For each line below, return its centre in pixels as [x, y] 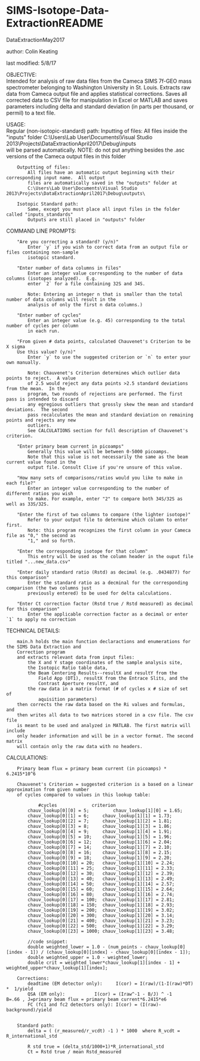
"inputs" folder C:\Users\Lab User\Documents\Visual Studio [79, 137]
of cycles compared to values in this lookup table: [84, 795]
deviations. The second [37, 409]
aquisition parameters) [67, 699]
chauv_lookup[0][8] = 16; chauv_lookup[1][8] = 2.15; [100, 852]
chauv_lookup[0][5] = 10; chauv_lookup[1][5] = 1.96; [100, 837]
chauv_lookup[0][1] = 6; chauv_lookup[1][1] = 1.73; [100, 816]
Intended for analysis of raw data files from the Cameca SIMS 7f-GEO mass [99, 81]
